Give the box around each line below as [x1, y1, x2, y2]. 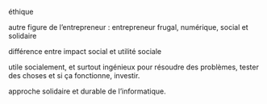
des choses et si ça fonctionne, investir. [8, 71, 140, 80]
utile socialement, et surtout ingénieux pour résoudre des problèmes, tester [8, 62, 260, 72]
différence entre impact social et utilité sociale [8, 47, 162, 56]
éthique [8, 7, 34, 16]
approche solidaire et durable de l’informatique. [8, 86, 167, 96]
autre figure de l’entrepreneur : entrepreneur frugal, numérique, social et [8, 23, 248, 31]
